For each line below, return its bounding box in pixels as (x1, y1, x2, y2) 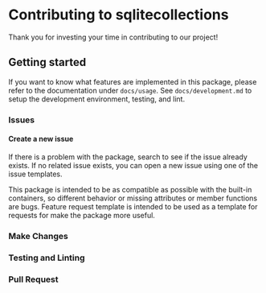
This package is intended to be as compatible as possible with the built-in (8, 184, 252, 194)
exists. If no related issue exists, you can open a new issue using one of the (8, 160, 259, 170)
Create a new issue (8, 134, 74, 144)
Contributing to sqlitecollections (8, 6, 229, 24)
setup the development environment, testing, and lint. (8, 94, 186, 104)
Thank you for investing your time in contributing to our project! (8, 32, 219, 42)
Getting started (8, 56, 87, 69)
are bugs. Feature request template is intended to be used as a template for (8, 201, 258, 211)
